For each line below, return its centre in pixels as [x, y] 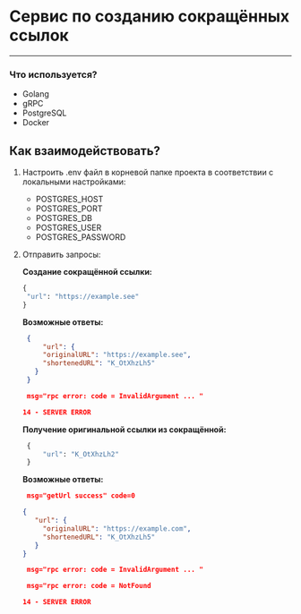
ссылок [39, 35]
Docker [36, 123]
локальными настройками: [74, 182]
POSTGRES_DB [64, 218]
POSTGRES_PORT [69, 209]
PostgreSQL [44, 113]
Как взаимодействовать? [85, 151]
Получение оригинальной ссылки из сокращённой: [124, 429]
